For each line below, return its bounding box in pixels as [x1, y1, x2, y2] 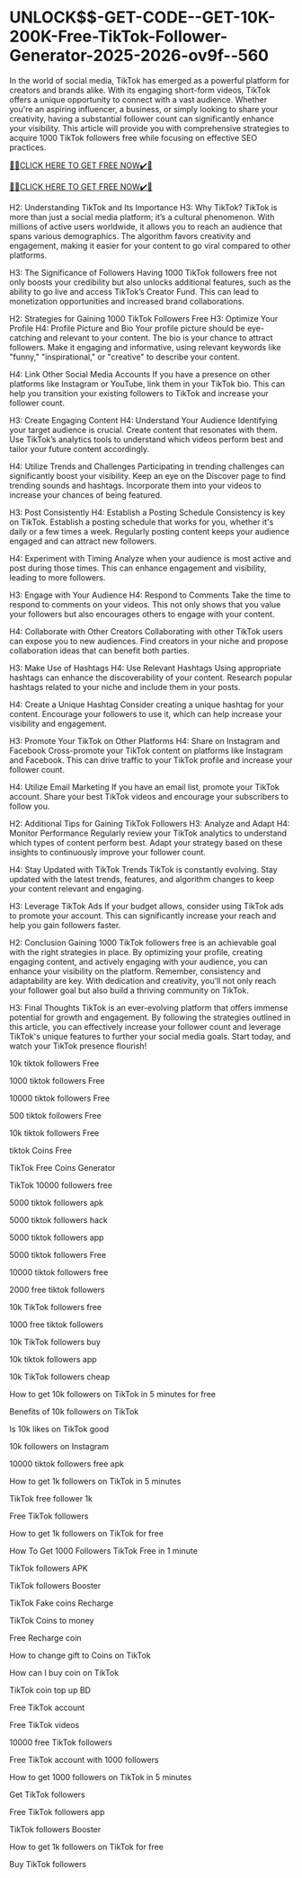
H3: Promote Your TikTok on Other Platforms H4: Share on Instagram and [9, 735, 280, 746]
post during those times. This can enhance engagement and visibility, [9, 563, 267, 573]
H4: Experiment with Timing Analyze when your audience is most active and [9, 553, 292, 563]
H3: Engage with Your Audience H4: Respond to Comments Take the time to [9, 589, 291, 600]
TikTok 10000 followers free [9, 1180, 112, 1191]
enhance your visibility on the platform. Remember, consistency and [9, 965, 262, 977]
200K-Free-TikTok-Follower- [9, 26, 228, 47]
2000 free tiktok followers [9, 1284, 105, 1295]
